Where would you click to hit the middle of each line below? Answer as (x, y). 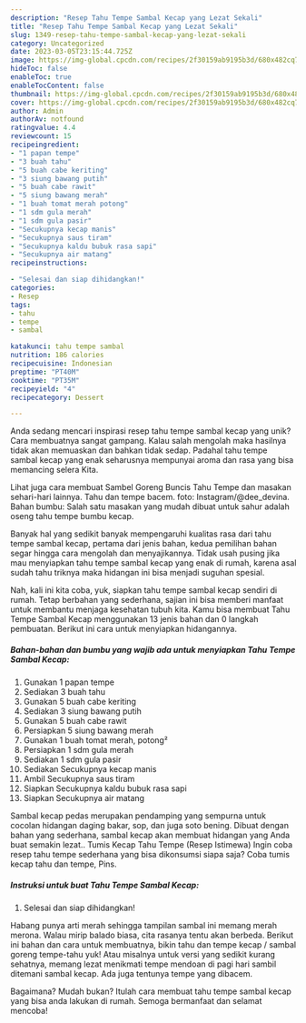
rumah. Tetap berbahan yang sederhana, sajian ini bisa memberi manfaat (147, 600)
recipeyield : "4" (43, 389)
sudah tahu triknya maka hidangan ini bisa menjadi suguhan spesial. (138, 573)
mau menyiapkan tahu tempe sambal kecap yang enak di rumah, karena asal (153, 563)
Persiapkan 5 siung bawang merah (88, 731)
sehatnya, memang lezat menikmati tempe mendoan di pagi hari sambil (143, 964)
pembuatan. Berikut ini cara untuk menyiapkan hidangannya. (123, 629)
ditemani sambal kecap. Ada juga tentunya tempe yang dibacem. (132, 974)
